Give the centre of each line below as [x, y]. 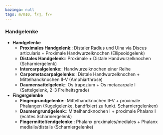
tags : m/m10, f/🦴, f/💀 [29, 14]
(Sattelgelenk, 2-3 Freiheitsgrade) [55, 90]
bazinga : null [20, 10]
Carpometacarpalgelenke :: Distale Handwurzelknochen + [80, 74]
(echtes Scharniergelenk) [46, 116]
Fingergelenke [28, 95]
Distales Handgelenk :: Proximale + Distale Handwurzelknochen [85, 58]
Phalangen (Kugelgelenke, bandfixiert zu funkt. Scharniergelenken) [89, 106]
